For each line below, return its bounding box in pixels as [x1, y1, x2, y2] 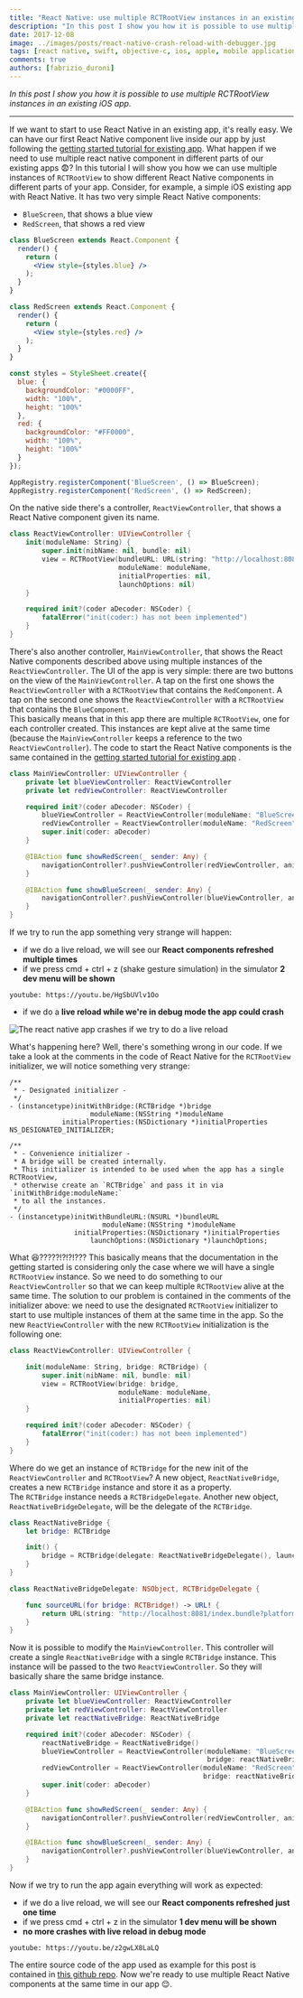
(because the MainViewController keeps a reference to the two [9, 733, 243, 743]
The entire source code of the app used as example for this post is [9, 1959, 257, 1970]
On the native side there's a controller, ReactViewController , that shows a [9, 502, 282, 513]
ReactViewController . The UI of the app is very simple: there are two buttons [9, 665, 294, 676]
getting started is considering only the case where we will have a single [9, 1262, 275, 1272]
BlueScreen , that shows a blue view [22, 209, 153, 219]
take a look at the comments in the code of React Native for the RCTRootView [9, 1051, 291, 1061]
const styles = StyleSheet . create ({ [9, 369, 147, 378]
